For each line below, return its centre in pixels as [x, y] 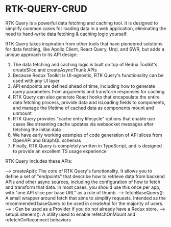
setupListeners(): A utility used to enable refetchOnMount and [70, 214]
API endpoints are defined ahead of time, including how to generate [84, 86]
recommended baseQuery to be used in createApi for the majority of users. [84, 203]
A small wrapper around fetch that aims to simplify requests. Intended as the [86, 198]
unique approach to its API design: [42, 55]
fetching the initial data [37, 129]
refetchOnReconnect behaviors [38, 219]
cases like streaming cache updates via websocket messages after [83, 124]
